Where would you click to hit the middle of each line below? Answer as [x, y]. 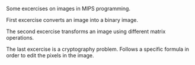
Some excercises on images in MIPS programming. [68, 9]
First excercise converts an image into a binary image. [72, 20]
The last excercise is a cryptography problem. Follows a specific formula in [98, 49]
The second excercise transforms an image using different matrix [86, 31]
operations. [20, 38]
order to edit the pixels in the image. [50, 55]
